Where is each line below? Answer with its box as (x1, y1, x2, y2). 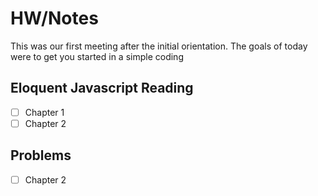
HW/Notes (10, 7, 99, 30)
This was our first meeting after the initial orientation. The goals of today (10, 40, 308, 52)
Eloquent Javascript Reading (10, 80, 194, 97)
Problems (10, 147, 72, 164)
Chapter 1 (24, 106, 65, 118)
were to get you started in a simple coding (10, 50, 184, 62)
